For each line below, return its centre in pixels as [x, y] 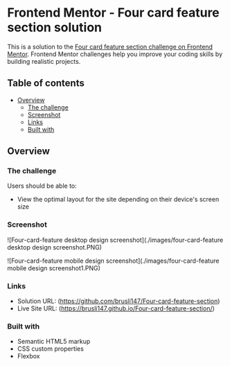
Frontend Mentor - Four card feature [113, 13]
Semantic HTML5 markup [54, 342]
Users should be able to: [42, 186]
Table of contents [46, 84]
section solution [55, 27]
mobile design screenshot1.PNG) [54, 268]
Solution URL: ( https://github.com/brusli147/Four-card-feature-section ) [118, 301]
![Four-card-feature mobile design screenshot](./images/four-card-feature [113, 261]
